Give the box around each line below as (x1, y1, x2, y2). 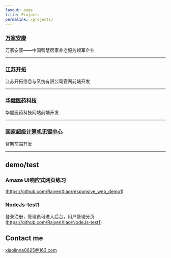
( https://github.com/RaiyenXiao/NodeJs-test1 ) (5, 219, 102, 225)
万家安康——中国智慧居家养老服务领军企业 (5, 47, 95, 53)
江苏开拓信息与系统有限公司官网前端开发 (5, 78, 90, 84)
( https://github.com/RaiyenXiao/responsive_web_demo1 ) (5, 188, 124, 195)
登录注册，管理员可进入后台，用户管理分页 (5, 213, 95, 219)
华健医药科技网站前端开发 (5, 110, 59, 116)
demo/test (5, 160, 39, 169)
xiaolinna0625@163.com (5, 247, 57, 253)
